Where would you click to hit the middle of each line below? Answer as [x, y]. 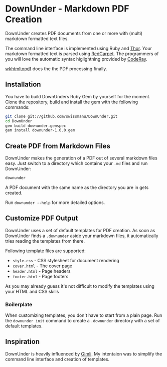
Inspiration [23, 342]
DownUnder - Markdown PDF [67, 9]
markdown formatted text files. [37, 39]
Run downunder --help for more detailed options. [55, 202]
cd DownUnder [19, 121]
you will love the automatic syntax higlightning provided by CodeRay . [76, 59]
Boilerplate [19, 304]
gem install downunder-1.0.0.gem [40, 130]
